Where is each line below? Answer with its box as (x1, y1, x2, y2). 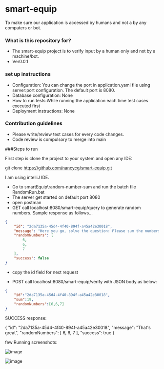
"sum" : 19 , (14, 297, 34, 302)
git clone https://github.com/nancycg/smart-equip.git (5, 165, 112, 171)
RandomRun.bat (12, 189, 45, 195)
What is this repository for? (5, 37, 72, 44)
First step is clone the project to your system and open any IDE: (5, 155, 133, 161)
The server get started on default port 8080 (12, 194, 101, 200)
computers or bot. (5, 24, 41, 30)
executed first (12, 103, 41, 109)
